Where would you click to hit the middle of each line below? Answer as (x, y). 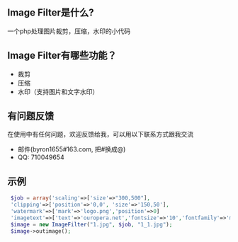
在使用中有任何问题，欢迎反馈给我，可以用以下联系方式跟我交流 (100, 134)
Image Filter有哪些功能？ (62, 56)
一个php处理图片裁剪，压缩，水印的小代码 (69, 31)
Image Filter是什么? (51, 13)
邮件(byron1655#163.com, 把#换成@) (72, 149)
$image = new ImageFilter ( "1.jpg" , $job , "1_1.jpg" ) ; (91, 224)
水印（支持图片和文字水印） (58, 91)
